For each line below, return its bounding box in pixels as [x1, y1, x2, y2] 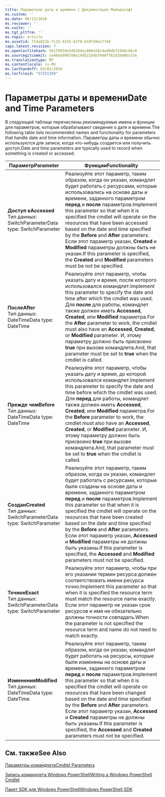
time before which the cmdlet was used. [65, 389, 158, 396]
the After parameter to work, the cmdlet [65, 319, 157, 326]
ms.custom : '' [5, 12, 34, 17]
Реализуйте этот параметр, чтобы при [65, 565, 157, 571]
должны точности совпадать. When [65, 614, 149, 621]
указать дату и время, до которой [65, 370, 146, 377]
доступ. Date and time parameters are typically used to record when [5, 145, 143, 151]
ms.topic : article [5, 35, 43, 40]
